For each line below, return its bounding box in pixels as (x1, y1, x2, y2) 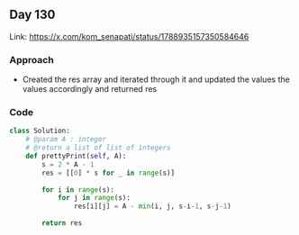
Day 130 (9, 7, 56, 23)
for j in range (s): (57, 194, 131, 203)
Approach (9, 53, 54, 66)
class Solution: (9, 126, 70, 136)
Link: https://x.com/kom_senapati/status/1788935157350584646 (9, 31, 249, 41)
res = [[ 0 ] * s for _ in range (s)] (41, 168, 176, 177)
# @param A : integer (25, 135, 106, 144)
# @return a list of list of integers (25, 143, 171, 152)
